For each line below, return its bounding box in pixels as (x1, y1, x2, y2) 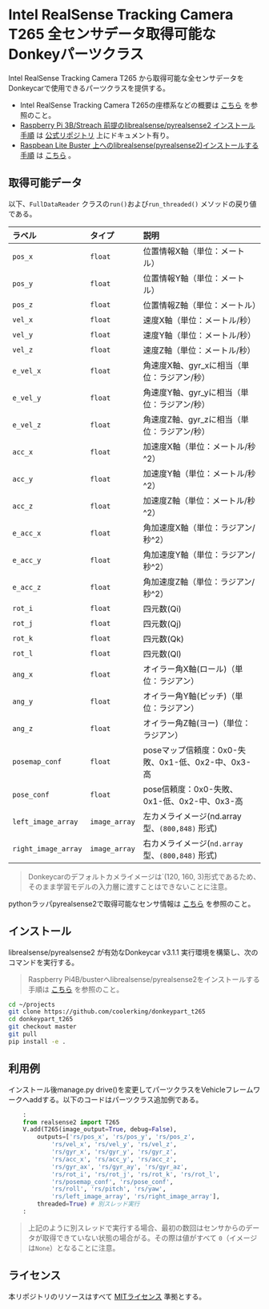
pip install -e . (8, 1037, 66, 1045)
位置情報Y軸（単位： (143, 273, 222, 284)
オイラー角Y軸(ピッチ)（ (143, 690, 235, 701)
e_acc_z (12, 583, 42, 592)
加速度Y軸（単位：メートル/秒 (143, 467, 256, 479)
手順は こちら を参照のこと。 (27, 984, 124, 994)
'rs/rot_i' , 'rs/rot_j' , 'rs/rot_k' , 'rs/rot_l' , (50, 1170, 220, 1178)
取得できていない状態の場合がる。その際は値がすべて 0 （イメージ (42, 1233, 258, 1242)
